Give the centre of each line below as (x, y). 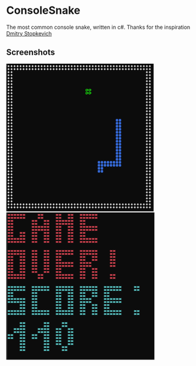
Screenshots (31, 53)
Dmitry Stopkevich (29, 33)
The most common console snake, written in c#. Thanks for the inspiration (98, 27)
